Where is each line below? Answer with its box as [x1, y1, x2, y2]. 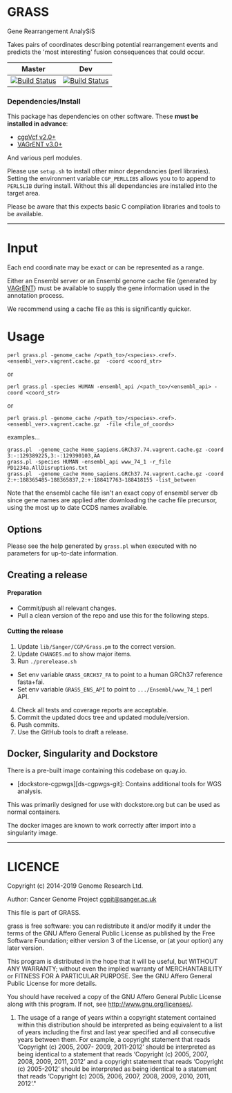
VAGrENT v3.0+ [17, 140, 63, 149]
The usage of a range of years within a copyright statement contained [17, 1014, 216, 1022]
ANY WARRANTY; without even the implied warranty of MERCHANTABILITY [7, 964, 223, 973]
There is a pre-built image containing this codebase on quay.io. [7, 766, 187, 774]
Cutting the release [7, 627, 64, 636]
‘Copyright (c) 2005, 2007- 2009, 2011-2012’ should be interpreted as [17, 1043, 215, 1051]
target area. [7, 189, 40, 198]
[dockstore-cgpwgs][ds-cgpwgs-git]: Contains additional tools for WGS [17, 779, 222, 788]
